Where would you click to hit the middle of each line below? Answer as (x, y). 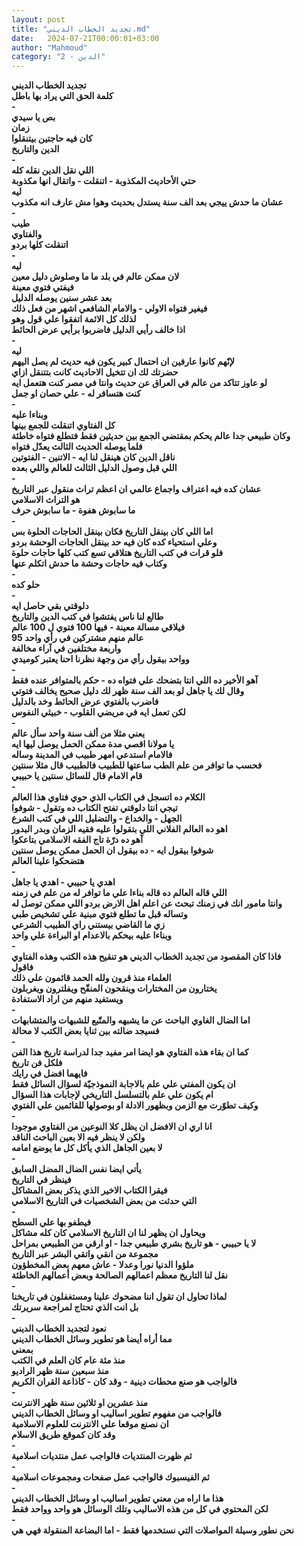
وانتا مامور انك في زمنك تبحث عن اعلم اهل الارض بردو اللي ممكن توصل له (147, 903)
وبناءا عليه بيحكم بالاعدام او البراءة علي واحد (92, 935)
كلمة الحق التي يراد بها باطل (62, 96)
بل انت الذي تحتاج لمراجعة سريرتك (75, 1307)
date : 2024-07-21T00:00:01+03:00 (85, 38)
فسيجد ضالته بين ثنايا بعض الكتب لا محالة (85, 1031)
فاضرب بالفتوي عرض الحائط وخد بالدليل (85, 702)
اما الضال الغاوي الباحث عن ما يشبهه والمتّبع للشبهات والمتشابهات (131, 1020)
